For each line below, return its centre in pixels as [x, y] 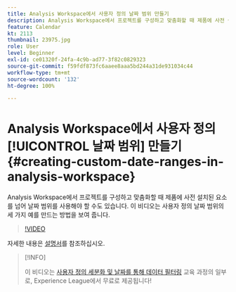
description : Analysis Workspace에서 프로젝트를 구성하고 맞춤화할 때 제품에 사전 [116, 20]
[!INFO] [35, 258]
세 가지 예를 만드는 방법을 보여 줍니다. [59, 215]
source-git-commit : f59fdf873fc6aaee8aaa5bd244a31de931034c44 [100, 66]
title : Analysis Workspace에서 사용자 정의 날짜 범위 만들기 [88, 14]
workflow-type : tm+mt [39, 72]
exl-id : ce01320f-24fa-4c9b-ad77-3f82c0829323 [77, 60]
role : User [23, 46]
